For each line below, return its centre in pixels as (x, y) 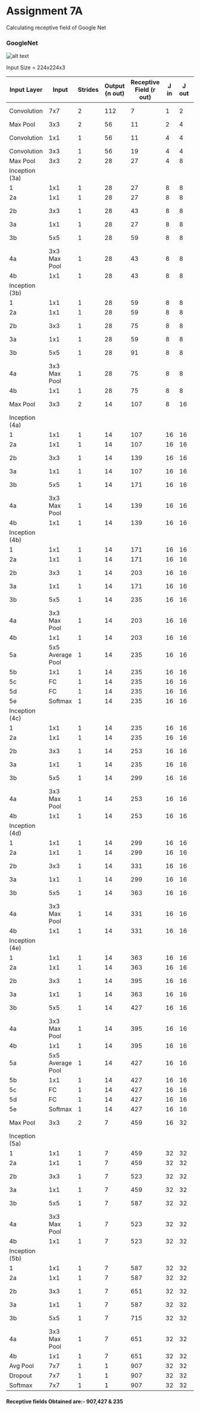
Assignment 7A (45, 11)
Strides (88, 90)
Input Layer (26, 90)
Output (115, 86)
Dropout (21, 1376)
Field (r (145, 90)
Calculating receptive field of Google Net (56, 27)
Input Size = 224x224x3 (36, 67)
